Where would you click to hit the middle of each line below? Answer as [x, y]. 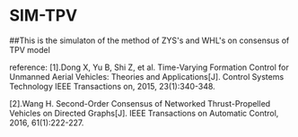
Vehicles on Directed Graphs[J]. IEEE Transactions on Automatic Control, [144, 113]
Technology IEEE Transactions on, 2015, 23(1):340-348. [112, 86]
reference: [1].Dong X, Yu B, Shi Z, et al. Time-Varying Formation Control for [149, 67]
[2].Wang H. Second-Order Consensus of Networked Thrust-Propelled [140, 103]
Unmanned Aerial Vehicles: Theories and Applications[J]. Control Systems [147, 76]
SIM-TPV [44, 16]
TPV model [30, 49]
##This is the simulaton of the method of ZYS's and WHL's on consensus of [149, 40]
